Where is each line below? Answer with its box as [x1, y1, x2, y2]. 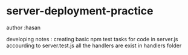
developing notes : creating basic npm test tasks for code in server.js [6, 35, 178, 42]
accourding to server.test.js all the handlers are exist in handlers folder [6, 42, 182, 49]
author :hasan [6, 24, 41, 31]
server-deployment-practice [6, 4, 154, 18]
